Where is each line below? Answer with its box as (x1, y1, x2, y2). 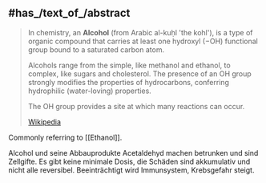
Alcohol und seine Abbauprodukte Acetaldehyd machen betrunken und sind (8, 148, 259, 157)
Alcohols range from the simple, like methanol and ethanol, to (27, 60, 231, 70)
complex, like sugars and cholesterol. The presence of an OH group (27, 68, 252, 79)
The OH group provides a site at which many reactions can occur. (27, 101, 245, 111)
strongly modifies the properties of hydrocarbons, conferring (27, 77, 230, 87)
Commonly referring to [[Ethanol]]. (8, 132, 123, 142)
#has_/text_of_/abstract (8, 6, 131, 20)
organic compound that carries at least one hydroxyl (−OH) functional (27, 36, 258, 46)
